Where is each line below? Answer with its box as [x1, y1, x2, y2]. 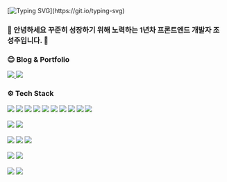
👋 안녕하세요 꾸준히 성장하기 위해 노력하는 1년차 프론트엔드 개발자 [7, 25, 212, 35]
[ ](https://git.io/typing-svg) [7, 7, 125, 15]
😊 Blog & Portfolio [7, 54, 70, 64]
